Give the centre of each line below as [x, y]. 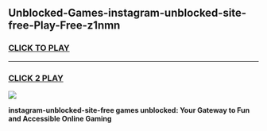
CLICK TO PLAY [39, 48]
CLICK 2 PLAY [36, 78]
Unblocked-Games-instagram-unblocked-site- [128, 13]
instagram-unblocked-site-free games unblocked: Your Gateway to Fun [129, 110]
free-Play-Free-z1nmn [64, 26]
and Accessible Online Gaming [60, 118]
